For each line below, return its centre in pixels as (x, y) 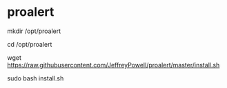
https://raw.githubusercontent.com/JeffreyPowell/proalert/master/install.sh (113, 65)
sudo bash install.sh (36, 78)
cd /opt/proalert (30, 44)
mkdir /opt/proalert (34, 31)
